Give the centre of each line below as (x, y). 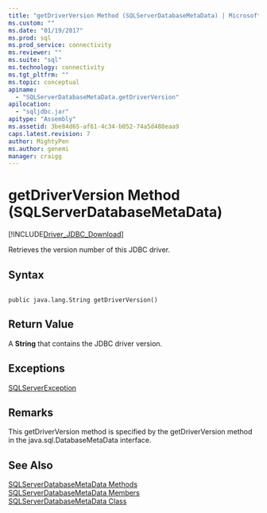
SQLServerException (43, 387)
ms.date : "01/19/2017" (46, 30)
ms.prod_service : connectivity (60, 45)
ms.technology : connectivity (56, 68)
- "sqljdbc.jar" (42, 112)
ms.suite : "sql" (35, 60)
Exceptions (37, 369)
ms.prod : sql (30, 38)
